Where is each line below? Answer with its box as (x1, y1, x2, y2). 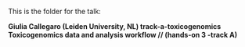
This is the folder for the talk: (8, 7, 102, 16)
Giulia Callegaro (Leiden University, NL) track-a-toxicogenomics (8, 22, 222, 31)
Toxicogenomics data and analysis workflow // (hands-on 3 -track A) (8, 31, 237, 39)
